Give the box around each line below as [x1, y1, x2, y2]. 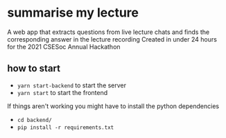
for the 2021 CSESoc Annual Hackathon [7, 42, 121, 51]
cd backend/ [17, 117, 52, 123]
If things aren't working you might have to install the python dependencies [7, 102, 220, 110]
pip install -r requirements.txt [17, 123, 114, 131]
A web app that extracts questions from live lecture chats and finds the [7, 28, 210, 36]
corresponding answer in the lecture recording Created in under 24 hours [7, 35, 217, 43]
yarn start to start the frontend [17, 88, 108, 96]
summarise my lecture [7, 5, 139, 21]
